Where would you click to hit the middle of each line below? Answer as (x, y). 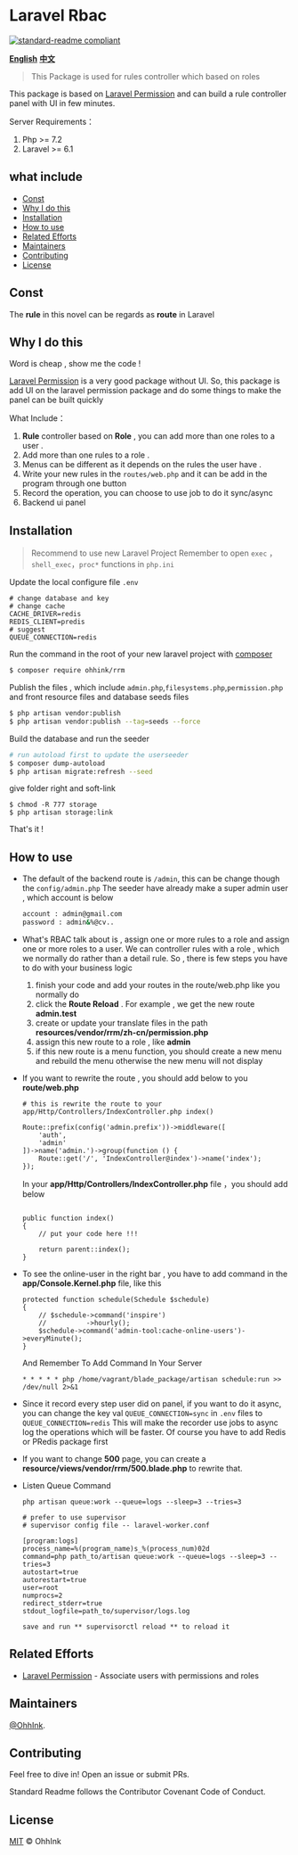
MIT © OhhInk (36, 1842)
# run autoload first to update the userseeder (99, 754)
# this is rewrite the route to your (92, 1104)
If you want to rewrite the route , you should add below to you (135, 1078)
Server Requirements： (52, 121)
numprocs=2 (42, 1595)
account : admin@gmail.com (72, 914)
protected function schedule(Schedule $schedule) (116, 1299)
